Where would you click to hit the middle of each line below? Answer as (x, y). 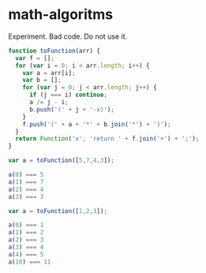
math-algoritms (60, 15)
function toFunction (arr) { (54, 50)
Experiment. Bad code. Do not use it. (68, 36)
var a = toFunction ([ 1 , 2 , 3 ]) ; (58, 211)
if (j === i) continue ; (68, 95)
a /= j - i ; (49, 103)
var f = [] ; (35, 58)
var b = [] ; (42, 80)
